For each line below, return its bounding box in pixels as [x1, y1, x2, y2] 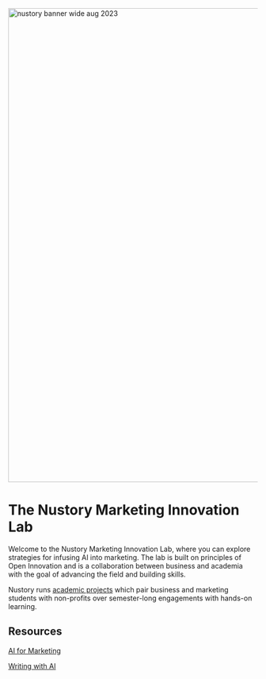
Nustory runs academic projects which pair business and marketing [8, 584, 229, 594]
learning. [8, 601, 37, 611]
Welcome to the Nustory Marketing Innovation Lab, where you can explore [8, 544, 251, 554]
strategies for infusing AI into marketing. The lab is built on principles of [8, 552, 241, 562]
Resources [8, 625, 63, 638]
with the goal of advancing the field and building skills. [8, 569, 186, 579]
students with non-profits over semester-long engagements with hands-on [8, 593, 253, 603]
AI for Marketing [8, 646, 62, 655]
